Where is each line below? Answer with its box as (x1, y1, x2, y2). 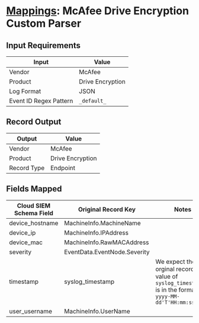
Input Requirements (6, 40, 81, 50)
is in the (155, 286, 178, 294)
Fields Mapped (6, 184, 62, 194)
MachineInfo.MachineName (64, 219, 141, 227)
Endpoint (50, 164, 76, 172)
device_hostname (9, 219, 59, 227)
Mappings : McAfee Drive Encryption (6, 4, 190, 18)
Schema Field (14, 209, 53, 217)
